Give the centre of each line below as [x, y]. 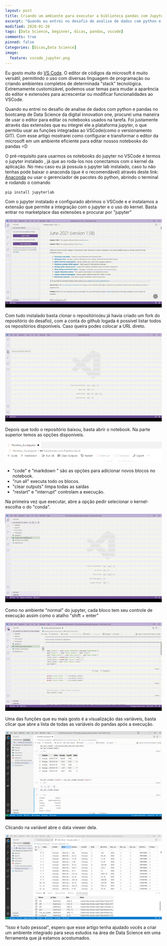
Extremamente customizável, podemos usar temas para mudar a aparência [82, 89]
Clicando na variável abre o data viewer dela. [51, 828]
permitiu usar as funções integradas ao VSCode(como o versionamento [79, 130]
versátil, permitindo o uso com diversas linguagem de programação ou [78, 78]
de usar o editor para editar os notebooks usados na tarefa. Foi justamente [82, 119]
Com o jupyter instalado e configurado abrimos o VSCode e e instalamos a [82, 201]
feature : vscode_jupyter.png [40, 58]
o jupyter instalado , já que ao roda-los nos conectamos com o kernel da [80, 161]
